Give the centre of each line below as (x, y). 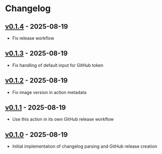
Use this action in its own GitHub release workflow (63, 119)
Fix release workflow (33, 38)
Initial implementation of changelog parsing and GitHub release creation (85, 146)
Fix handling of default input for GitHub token (58, 65)
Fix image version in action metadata (49, 92)
